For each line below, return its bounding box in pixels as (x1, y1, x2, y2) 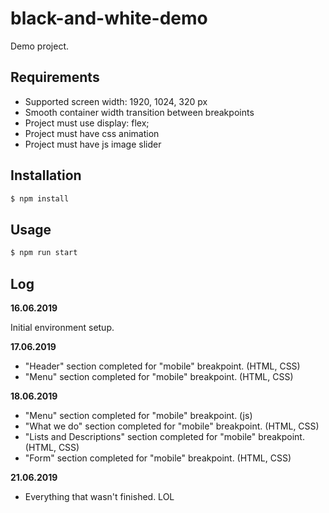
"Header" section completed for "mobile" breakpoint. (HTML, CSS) (24, 360, 301, 372)
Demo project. (10, 40, 70, 52)
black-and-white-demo (10, 7, 208, 30)
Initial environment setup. (10, 321, 115, 333)
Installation (10, 167, 82, 184)
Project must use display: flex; (24, 117, 150, 129)
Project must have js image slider (24, 138, 162, 150)
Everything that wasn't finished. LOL (24, 490, 175, 502)
